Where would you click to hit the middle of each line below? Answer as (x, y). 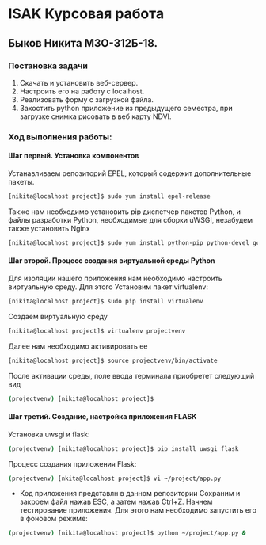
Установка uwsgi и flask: (49, 434)
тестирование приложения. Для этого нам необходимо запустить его (138, 510)
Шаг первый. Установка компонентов (74, 156)
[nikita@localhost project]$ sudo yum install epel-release (110, 196)
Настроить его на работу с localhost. (82, 91)
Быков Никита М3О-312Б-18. (83, 43)
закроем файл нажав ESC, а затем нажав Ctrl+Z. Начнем (116, 502)
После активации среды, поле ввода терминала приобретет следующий (131, 375)
